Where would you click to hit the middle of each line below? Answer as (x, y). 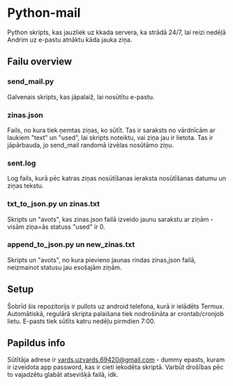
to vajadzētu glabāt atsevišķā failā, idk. (63, 375)
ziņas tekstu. (25, 186)
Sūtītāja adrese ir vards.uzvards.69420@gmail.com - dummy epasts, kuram (116, 360)
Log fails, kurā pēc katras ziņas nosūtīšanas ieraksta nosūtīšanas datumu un (117, 178)
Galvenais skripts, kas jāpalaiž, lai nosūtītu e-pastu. (81, 96)
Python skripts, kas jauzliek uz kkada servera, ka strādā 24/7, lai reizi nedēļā (117, 32)
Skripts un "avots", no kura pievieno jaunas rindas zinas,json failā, (102, 259)
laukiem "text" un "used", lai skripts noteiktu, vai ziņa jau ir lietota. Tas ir (110, 137)
